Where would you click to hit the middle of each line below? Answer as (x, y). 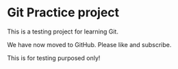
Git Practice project (63, 13)
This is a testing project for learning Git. (63, 31)
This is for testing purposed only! (54, 58)
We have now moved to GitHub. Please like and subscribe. (89, 44)
